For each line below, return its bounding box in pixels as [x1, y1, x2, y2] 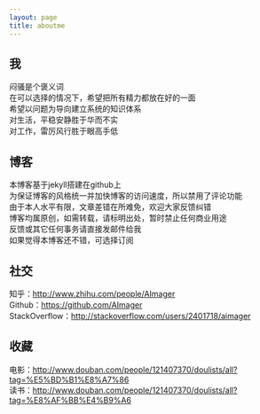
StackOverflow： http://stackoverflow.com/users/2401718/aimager [9, 310, 251, 321]
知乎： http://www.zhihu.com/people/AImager [9, 288, 176, 299]
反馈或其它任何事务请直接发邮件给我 [9, 223, 142, 235]
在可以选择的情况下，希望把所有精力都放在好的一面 [9, 92, 196, 103]
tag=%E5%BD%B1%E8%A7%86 [9, 374, 130, 385]
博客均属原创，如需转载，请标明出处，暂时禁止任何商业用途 [9, 213, 227, 223]
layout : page [9, 12, 58, 22]
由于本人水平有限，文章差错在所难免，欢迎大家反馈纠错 [9, 201, 211, 213]
